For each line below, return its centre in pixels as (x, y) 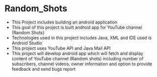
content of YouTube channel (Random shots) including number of (78, 58)
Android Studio (27, 43)
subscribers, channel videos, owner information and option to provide (82, 64)
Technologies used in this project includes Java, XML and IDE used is (82, 38)
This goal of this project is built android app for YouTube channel (77, 27)
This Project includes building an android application (65, 22)
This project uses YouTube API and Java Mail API (61, 48)
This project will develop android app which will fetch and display (77, 53)
